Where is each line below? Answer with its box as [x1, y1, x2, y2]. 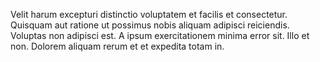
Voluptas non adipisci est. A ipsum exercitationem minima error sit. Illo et [10, 30, 310, 41]
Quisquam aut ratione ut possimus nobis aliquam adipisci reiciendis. [10, 19, 290, 31]
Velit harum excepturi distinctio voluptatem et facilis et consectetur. [10, 9, 288, 20]
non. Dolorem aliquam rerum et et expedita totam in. [10, 40, 225, 52]
